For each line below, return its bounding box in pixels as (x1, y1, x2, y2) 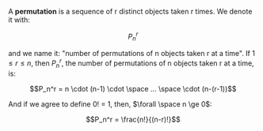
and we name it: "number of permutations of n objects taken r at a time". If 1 (8, 49, 256, 58)
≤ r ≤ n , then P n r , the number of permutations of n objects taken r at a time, (8, 57, 255, 69)
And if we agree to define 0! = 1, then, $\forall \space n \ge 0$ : (8, 99, 212, 109)
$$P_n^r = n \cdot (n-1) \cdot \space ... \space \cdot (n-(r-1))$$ (29, 84, 237, 93)
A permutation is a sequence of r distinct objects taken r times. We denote (8, 7, 253, 16)
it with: (8, 15, 30, 24)
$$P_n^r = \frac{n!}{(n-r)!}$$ (86, 114, 181, 124)
